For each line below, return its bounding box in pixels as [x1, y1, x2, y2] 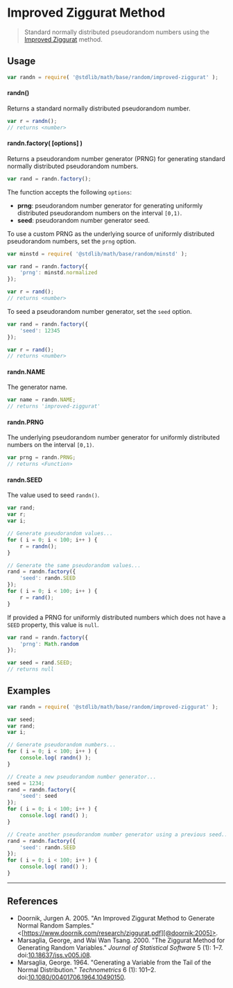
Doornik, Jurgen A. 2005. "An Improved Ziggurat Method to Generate [17, 914, 215, 922]
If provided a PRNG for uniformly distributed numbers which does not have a [7, 613, 226, 621]
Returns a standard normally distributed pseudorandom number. [7, 104, 191, 112]
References [7, 896, 58, 907]
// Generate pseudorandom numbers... [7, 742, 116, 748]
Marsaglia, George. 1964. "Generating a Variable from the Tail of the [17, 958, 212, 966]
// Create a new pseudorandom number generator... [7, 773, 157, 780]
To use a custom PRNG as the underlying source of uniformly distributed [7, 229, 215, 237]
